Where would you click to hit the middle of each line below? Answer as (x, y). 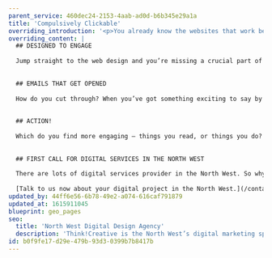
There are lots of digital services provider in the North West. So (134, 174)
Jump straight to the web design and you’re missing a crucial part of (139, 61)
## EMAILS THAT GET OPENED (61, 83)
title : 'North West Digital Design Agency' (90, 226)
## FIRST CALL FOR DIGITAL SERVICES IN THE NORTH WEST (110, 159)
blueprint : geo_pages (45, 211)
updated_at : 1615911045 (49, 204)
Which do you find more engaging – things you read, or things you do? (139, 136)
